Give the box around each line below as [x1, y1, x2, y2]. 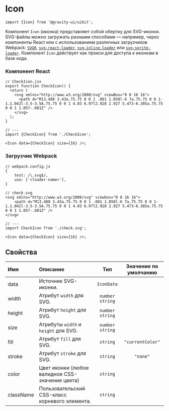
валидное [39, 371, 63, 378]
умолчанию [127, 269, 157, 276]
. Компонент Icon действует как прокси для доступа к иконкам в [18, 50, 158, 56]
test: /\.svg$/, [14, 173, 49, 178]
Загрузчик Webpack [5, 152, 57, 159]
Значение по [126, 263, 158, 270]
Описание [39, 266, 64, 273]
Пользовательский [39, 385, 86, 392]
